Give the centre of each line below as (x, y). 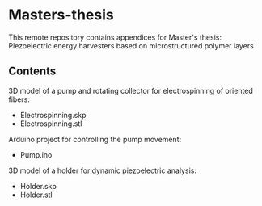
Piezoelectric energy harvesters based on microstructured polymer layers (131, 45)
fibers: (19, 99)
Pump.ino (36, 154)
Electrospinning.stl (51, 124)
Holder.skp (38, 186)
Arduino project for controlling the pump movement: (95, 139)
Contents (32, 71)
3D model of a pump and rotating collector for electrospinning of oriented (131, 90)
